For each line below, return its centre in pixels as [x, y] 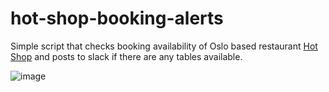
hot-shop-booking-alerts [117, 18]
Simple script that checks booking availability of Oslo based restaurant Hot [164, 46]
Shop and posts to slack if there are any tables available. [126, 56]
